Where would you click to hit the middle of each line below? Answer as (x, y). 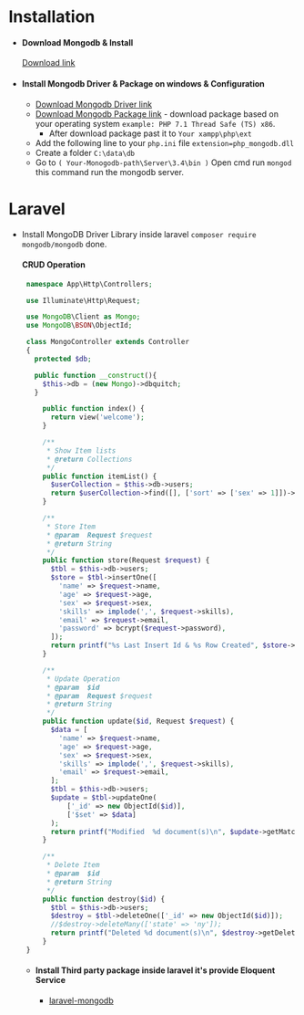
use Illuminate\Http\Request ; (83, 300)
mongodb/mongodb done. (64, 244)
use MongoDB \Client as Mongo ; (83, 317)
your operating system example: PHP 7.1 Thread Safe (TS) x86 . (155, 123)
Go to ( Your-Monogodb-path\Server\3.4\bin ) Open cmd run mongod (163, 162)
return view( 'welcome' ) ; (97, 417)
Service (50, 980)
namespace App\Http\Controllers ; (89, 284)
